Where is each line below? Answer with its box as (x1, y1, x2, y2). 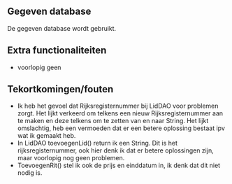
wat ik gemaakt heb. (17, 132, 76, 140)
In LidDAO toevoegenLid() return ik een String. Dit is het (17, 139, 178, 148)
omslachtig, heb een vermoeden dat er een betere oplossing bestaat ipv (17, 124, 226, 132)
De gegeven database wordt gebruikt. (7, 24, 117, 32)
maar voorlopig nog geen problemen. (17, 154, 125, 162)
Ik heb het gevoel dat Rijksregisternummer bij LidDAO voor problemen (17, 101, 219, 111)
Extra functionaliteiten (7, 45, 107, 57)
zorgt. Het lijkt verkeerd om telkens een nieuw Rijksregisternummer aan (17, 109, 224, 118)
